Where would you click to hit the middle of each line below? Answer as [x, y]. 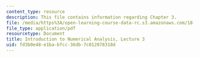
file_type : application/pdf [41, 28]
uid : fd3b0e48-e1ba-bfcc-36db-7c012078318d [61, 45]
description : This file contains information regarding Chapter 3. [92, 17]
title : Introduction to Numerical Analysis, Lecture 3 [76, 39]
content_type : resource [36, 12]
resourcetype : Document [36, 34]
